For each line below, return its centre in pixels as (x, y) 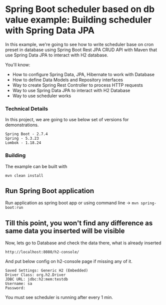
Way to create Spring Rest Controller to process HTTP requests (78, 85)
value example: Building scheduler (78, 20)
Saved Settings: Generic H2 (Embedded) (47, 271)
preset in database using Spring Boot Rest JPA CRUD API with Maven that (81, 50)
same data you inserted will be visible (65, 231)
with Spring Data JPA (50, 31)
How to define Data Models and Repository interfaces (68, 80)
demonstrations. (22, 125)
